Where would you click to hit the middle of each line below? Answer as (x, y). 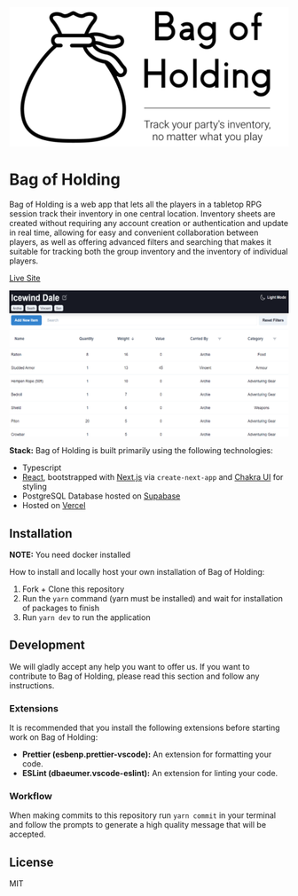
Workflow (31, 797)
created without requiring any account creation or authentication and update (149, 223)
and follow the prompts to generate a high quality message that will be (138, 825)
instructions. (32, 685)
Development (47, 645)
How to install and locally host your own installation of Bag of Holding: (137, 572)
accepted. (27, 834)
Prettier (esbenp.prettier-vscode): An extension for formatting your (147, 755)
